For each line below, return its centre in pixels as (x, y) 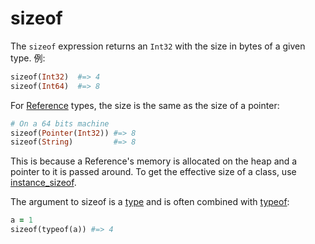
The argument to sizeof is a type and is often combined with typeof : (150, 202)
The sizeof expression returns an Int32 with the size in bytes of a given (158, 46)
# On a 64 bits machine (60, 123)
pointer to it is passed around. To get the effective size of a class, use (153, 172)
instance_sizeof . (43, 183)
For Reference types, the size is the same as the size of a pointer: (145, 105)
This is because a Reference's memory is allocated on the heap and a (154, 161)
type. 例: (28, 58)
